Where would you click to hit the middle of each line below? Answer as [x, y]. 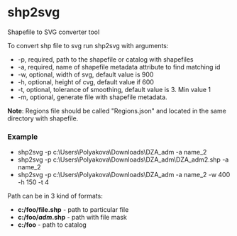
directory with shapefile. [43, 118]
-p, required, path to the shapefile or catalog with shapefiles [105, 59]
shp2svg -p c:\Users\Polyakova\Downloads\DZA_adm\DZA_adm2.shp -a [123, 159]
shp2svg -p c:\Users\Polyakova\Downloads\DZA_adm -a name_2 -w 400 [124, 175]
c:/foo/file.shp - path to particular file [73, 210]
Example [23, 137]
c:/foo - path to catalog [52, 225]
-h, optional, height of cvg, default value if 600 [86, 82]
